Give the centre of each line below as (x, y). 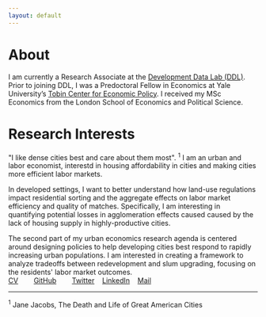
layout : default (35, 15)
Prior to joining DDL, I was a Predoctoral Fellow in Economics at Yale (120, 85)
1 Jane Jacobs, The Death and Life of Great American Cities (106, 304)
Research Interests (72, 134)
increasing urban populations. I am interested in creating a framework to (126, 255)
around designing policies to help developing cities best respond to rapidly (130, 247)
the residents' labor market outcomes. (70, 272)
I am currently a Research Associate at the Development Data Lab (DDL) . (127, 77)
